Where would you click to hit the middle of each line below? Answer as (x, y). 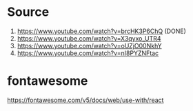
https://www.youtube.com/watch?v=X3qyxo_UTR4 (89, 38)
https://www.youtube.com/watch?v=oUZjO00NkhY (89, 46)
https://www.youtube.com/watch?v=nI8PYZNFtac (88, 53)
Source (28, 12)
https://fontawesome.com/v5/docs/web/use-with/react (85, 100)
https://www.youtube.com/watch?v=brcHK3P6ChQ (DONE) (101, 31)
